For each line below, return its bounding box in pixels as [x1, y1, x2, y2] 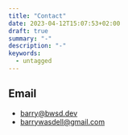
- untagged [15, 57, 52, 65]
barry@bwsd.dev [19, 108, 78, 118]
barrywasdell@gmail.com [19, 116, 105, 126]
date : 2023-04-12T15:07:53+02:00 [8, 19, 121, 27]
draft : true [8, 27, 48, 35]
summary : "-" [8, 34, 52, 43]
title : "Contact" [8, 11, 67, 20]
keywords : [8, 49, 42, 57]
